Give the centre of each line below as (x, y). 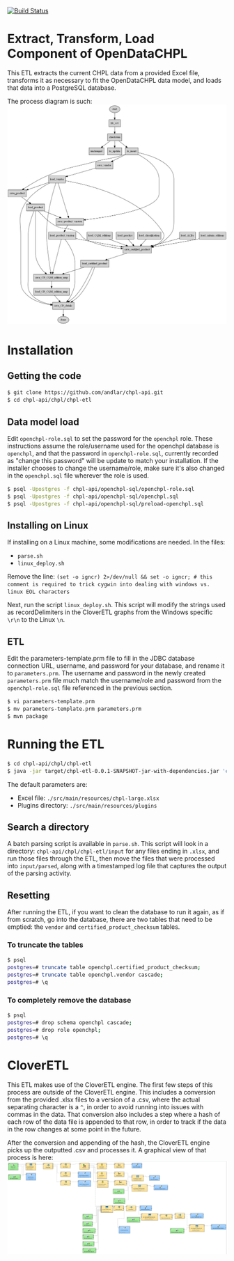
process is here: (30, 1157)
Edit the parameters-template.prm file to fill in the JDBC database (101, 659)
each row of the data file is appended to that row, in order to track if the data (117, 1122)
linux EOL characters (39, 592)
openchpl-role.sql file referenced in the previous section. (90, 688)
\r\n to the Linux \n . (36, 620)
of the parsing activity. (39, 873)
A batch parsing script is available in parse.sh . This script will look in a (108, 844)
